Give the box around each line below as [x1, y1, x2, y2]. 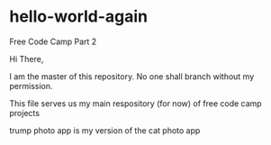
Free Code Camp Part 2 [9, 36, 97, 47]
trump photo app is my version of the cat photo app [9, 124, 201, 136]
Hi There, [9, 53, 44, 64]
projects [9, 107, 41, 118]
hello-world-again [9, 6, 149, 27]
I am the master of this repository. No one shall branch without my [9, 70, 255, 82]
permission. [9, 80, 53, 91]
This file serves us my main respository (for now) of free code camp [9, 97, 263, 109]
